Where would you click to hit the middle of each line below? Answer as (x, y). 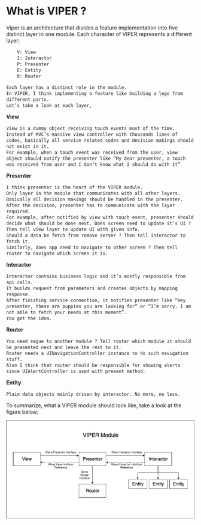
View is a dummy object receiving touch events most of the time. (91, 128)
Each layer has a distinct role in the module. (67, 87)
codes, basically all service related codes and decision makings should (100, 140)
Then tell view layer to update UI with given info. (73, 229)
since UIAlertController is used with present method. (76, 371)
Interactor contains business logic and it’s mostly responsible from (96, 276)
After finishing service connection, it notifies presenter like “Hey (96, 300)
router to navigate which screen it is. (57, 253)
